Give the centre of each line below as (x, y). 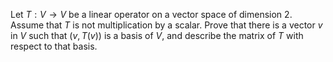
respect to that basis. (54, 46)
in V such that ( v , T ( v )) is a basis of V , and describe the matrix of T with (157, 35)
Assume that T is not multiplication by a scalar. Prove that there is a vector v (166, 25)
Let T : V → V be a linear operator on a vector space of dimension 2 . (151, 14)
